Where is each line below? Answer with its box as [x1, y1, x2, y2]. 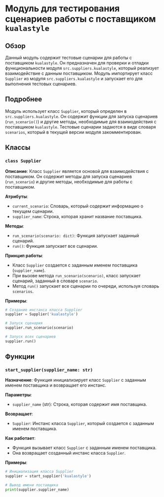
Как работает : [5, 435, 36, 441]
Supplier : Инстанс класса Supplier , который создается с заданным [12, 421, 154, 427]
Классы [5, 143, 31, 152]
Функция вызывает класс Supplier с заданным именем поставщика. [12, 445, 157, 451]
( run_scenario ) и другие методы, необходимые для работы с [5, 178, 133, 185]
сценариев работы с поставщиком [5, 13, 156, 25]
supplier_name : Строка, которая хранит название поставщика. [12, 213, 143, 219]
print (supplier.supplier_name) [5, 487, 69, 493]
